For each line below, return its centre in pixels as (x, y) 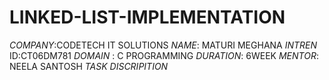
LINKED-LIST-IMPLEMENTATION (147, 17)
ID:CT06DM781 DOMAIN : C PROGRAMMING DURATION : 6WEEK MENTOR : (164, 55)
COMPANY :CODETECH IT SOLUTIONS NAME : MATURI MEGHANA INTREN (163, 45)
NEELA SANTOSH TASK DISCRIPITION (89, 66)
